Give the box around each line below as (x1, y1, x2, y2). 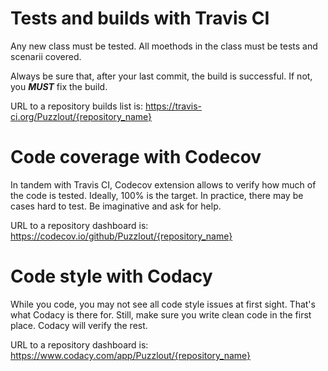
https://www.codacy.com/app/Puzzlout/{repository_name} (10, 349, 252, 361)
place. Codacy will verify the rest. (10, 319, 148, 331)
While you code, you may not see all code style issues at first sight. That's (10, 298, 316, 310)
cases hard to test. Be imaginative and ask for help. (10, 200, 222, 212)
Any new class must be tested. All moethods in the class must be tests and (10, 40, 318, 52)
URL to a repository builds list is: (10, 100, 143, 112)
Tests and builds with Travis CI (10, 7, 270, 30)
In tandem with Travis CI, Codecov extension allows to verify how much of (10, 178, 317, 191)
